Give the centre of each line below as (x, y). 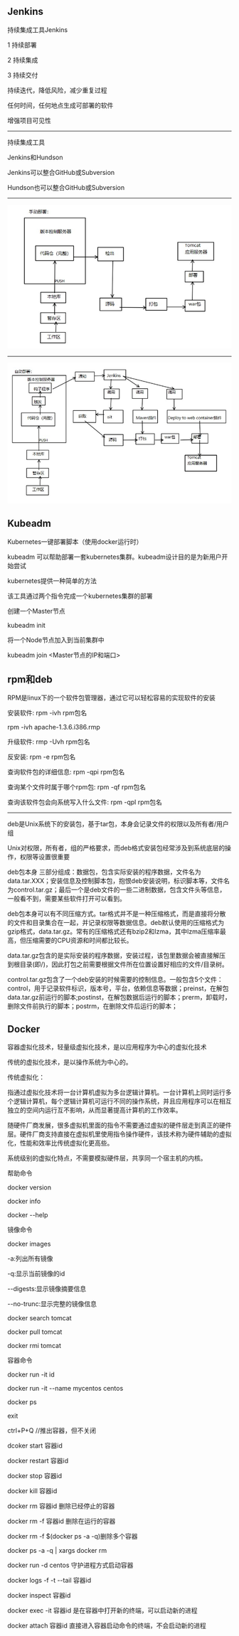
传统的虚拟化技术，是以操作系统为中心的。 (70, 1062)
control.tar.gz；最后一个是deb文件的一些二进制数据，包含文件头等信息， (119, 890)
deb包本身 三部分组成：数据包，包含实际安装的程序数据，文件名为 (104, 872)
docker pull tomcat (35, 1332)
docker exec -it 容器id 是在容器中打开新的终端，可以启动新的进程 (102, 1610)
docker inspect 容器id (39, 1595)
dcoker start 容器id (35, 1445)
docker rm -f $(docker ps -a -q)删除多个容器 (73, 1536)
